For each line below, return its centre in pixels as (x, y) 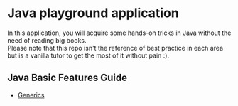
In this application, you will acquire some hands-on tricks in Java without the (119, 33)
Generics (31, 95)
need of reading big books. (47, 40)
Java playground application (93, 13)
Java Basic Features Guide (67, 78)
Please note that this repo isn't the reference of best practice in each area (115, 48)
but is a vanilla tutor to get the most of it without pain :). (88, 55)
